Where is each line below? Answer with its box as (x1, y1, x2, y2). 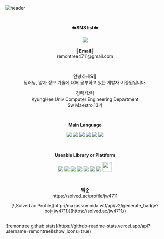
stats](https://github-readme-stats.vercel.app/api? (45, 223, 151, 229)
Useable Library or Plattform (55, 152, 115, 158)
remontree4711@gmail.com (56, 53, 114, 59)
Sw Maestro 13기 (67, 102, 103, 108)
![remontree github (5, 223, 45, 229)
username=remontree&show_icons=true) (5, 228, 91, 234)
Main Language (68, 122, 102, 128)
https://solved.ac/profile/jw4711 (52, 193, 118, 199)
